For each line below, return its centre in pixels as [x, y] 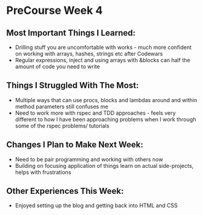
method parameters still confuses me [62, 106]
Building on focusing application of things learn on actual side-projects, [104, 165]
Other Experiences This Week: [65, 191]
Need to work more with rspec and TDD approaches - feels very [95, 113]
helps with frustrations [43, 172]
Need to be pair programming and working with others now [89, 159]
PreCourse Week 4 [55, 11]
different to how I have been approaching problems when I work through [105, 119]
